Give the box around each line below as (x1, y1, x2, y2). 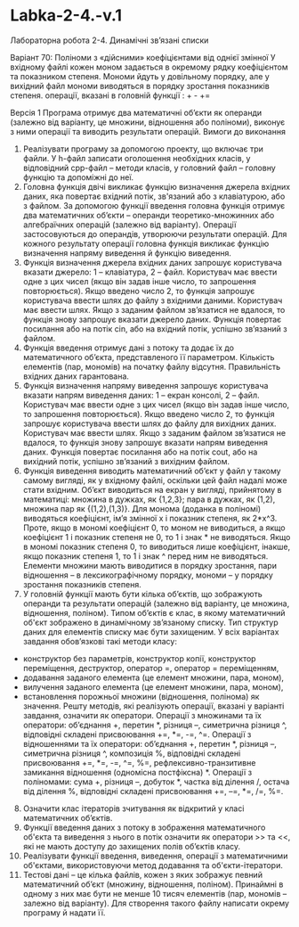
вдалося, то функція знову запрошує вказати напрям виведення (22, 437, 269, 447)
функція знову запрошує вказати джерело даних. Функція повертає (22, 314, 282, 324)
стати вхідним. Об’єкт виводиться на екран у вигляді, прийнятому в (22, 484, 282, 495)
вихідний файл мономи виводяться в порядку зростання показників (10, 80, 270, 91)
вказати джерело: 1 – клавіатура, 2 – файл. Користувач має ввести (22, 267, 278, 277)
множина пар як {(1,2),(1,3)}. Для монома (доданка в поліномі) (22, 503, 262, 513)
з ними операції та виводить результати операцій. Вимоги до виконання (10, 126, 286, 136)
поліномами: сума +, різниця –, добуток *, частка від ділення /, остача (22, 776, 290, 787)
